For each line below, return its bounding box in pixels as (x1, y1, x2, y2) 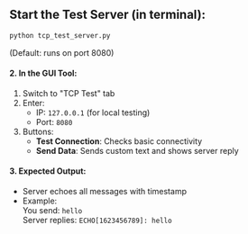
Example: (22, 195, 58, 206)
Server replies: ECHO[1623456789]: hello (22, 215, 173, 226)
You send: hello (22, 205, 83, 216)
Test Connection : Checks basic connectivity (35, 135, 203, 147)
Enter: (22, 97, 45, 108)
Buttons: (22, 126, 54, 137)
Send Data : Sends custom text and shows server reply (35, 145, 239, 156)
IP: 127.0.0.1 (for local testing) (35, 107, 151, 118)
